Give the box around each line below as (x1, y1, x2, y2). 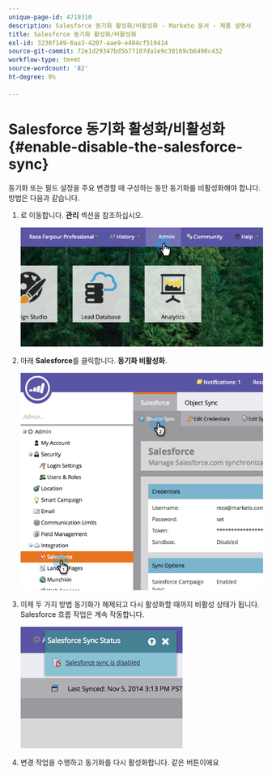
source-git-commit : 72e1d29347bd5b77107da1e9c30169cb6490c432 (8, 47, 223, 56)
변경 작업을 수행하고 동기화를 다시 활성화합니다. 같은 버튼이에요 (19, 758, 220, 768)
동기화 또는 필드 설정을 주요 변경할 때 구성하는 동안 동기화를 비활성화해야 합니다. (8, 182, 261, 192)
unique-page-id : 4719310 (8, 13, 92, 21)
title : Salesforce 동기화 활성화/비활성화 (8, 30, 137, 38)
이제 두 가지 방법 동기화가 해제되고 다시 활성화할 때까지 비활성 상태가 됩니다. (19, 600, 261, 610)
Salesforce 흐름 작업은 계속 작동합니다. (19, 610, 145, 619)
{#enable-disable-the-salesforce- (8, 138, 243, 156)
